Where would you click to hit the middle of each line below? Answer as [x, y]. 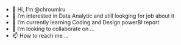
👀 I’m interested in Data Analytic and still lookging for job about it [93, 16]
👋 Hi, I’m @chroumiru [39, 9]
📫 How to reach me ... [40, 36]
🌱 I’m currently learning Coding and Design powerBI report [86, 22]
